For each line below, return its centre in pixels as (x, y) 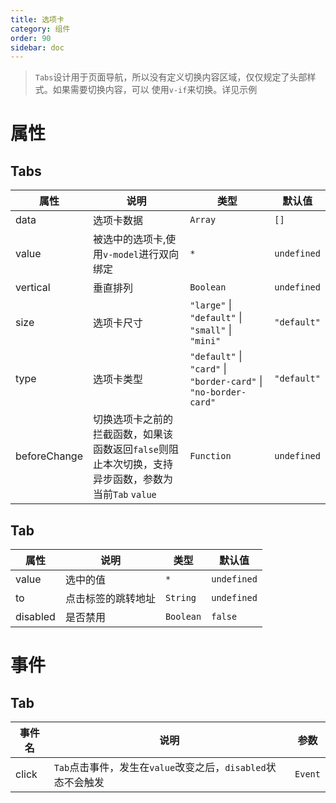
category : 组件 (40, 29)
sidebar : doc (37, 47)
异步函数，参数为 (132, 479)
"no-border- (218, 392)
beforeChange (49, 456)
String (180, 598)
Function (210, 456)
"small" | (211, 330)
